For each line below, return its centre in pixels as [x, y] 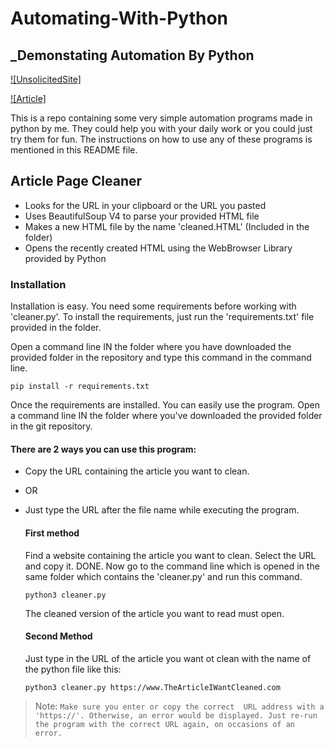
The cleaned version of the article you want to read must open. [154, 613]
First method [52, 533]
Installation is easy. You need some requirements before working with [153, 306]
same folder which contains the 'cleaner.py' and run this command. [163, 576]
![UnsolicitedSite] [46, 79]
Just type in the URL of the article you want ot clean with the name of [168, 658]
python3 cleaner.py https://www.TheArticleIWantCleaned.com [152, 687]
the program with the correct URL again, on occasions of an [165, 724]
